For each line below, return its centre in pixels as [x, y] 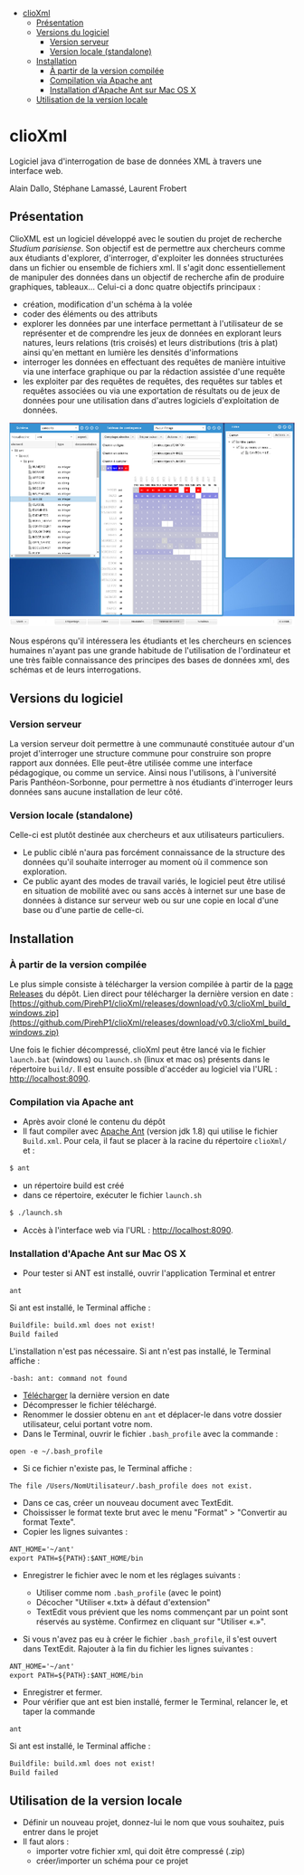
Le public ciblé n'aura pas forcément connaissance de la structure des [154, 852]
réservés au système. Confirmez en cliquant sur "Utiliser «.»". [151, 1622]
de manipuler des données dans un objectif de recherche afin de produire [147, 277]
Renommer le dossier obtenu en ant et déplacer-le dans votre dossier [152, 1414]
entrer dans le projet [60, 1832]
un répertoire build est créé [73, 1185]
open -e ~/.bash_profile [56, 1451]
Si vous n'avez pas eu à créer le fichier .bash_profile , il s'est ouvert [150, 1639]
